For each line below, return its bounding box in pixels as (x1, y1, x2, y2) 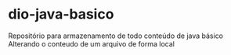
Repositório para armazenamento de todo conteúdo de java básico (8, 31, 224, 40)
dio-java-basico (8, 5, 114, 23)
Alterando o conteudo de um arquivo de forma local (8, 39, 175, 48)
